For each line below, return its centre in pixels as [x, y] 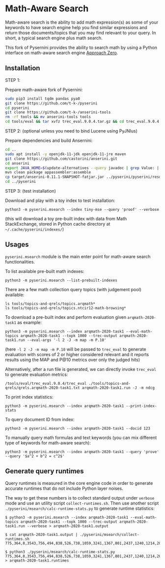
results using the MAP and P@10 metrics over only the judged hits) [73, 360]
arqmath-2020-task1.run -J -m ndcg [118, 388]
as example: [29, 322]
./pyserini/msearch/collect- [110, 535]
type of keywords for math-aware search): [48, 443]
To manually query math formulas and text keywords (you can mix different [81, 437]
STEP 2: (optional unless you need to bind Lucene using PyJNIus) [71, 131]
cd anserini [17, 163]
